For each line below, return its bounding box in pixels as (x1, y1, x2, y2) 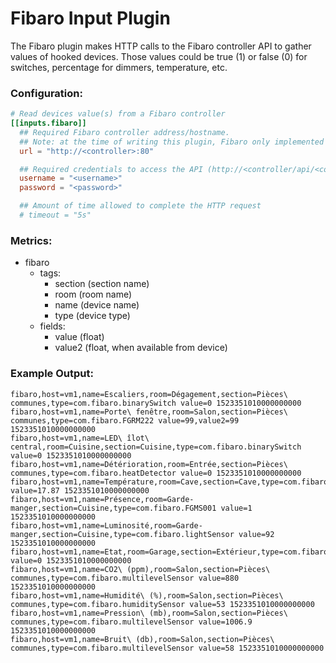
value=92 (238, 529, 275, 539)
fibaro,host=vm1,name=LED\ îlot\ (10, 433, 150, 443)
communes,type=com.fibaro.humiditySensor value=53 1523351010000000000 (10, 599, 315, 609)
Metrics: (10, 233, 53, 247)
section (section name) (54, 278, 150, 290)
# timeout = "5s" (19, 210, 92, 221)
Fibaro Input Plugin (10, 7, 171, 30)
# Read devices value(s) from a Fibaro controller (10, 109, 226, 119)
